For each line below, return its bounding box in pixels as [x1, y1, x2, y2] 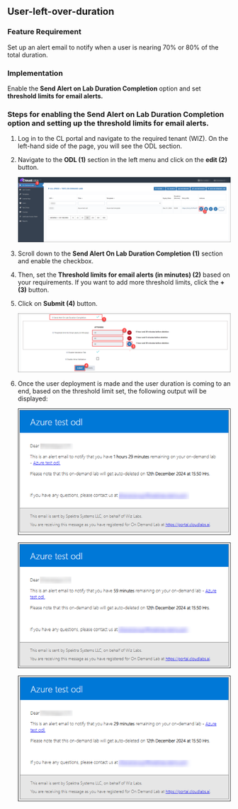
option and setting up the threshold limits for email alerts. [7, 118, 209, 128]
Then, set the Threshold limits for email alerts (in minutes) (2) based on [17, 270, 230, 279]
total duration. [7, 50, 48, 59]
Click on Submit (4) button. [17, 299, 98, 307]
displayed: [17, 394, 48, 403]
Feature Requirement [7, 27, 81, 37]
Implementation [7, 68, 64, 78]
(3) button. [17, 285, 50, 294]
